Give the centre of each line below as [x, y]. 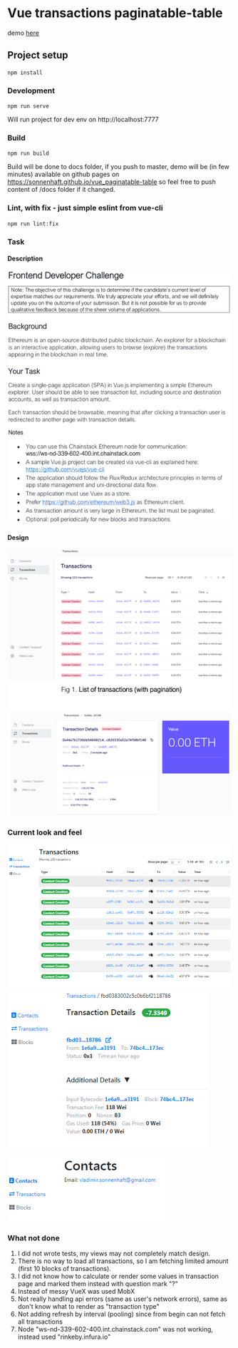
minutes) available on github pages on [63, 174]
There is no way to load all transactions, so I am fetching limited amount [123, 1261]
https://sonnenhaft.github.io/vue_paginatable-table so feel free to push [112, 182]
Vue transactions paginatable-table [115, 13]
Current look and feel [45, 832]
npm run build [29, 154]
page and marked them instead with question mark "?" [98, 1284]
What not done [33, 1237]
